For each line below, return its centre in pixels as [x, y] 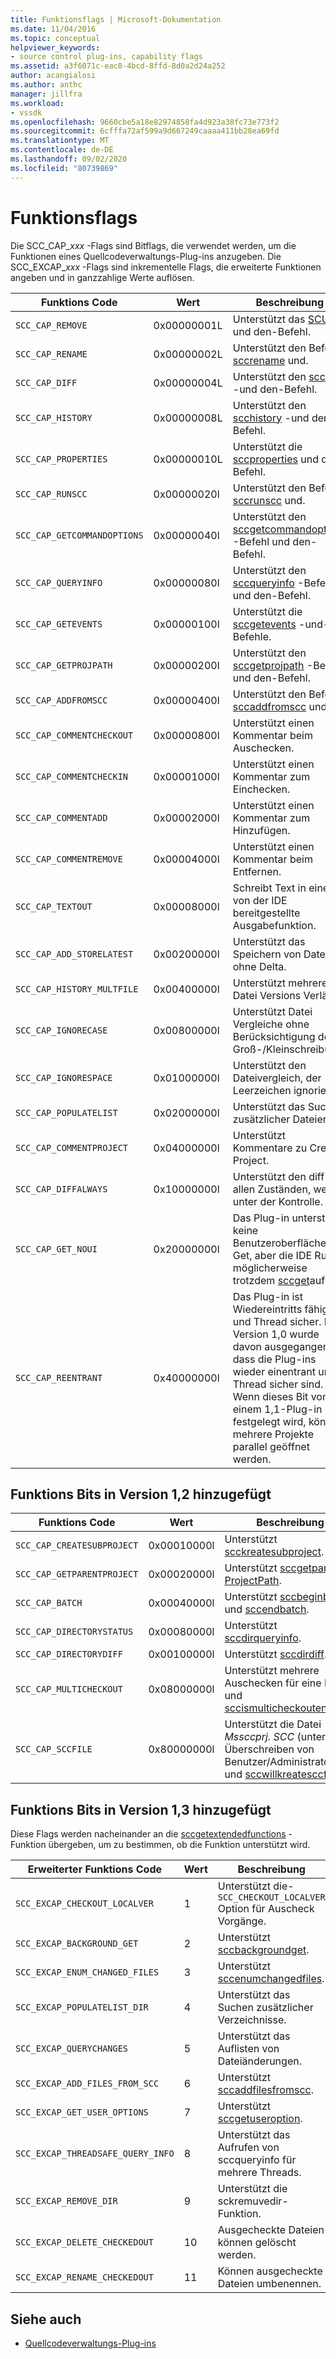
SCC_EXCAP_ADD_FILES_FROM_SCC [87, 2084]
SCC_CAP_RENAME [51, 354]
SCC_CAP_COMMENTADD [61, 817]
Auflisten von [248, 2049]
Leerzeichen [262, 1090]
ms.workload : [37, 103]
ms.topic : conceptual [55, 38]
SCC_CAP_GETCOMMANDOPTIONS [79, 535]
